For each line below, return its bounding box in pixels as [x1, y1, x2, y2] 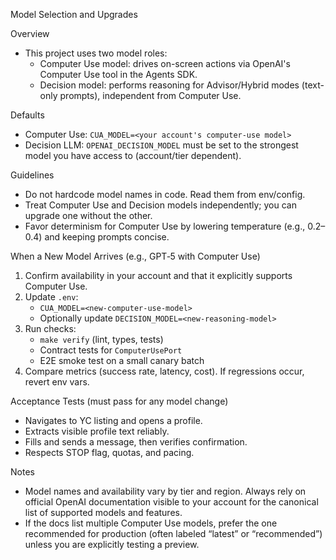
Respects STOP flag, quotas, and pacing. [24, 447, 195, 458]
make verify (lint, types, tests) [39, 334, 164, 345]
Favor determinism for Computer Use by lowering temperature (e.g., [24, 220, 306, 232]
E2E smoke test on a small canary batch [39, 355, 205, 366]
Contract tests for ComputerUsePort [39, 344, 183, 356]
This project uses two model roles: [24, 47, 168, 59]
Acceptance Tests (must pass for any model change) [10, 395, 229, 407]
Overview [10, 28, 50, 39]
